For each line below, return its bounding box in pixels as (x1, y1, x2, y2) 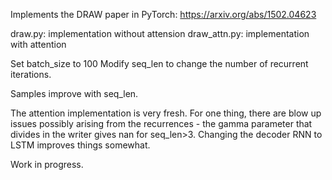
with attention (10, 39, 67, 50)
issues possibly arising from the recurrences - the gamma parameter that (10, 118, 313, 129)
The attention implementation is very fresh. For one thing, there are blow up (10, 107, 322, 119)
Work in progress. (10, 159, 84, 170)
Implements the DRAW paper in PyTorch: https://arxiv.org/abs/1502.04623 (10, 9, 317, 20)
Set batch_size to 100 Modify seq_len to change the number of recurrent (10, 58, 309, 69)
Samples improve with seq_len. (10, 88, 139, 99)
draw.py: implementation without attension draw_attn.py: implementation (10, 28, 310, 39)
